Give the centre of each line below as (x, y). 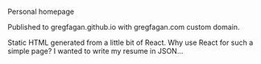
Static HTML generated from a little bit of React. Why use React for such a (130, 42)
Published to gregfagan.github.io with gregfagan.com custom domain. (124, 27)
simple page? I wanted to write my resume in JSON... (95, 51)
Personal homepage (41, 12)
